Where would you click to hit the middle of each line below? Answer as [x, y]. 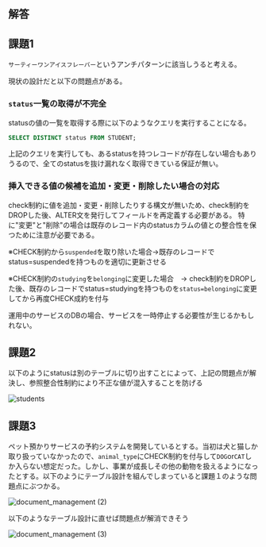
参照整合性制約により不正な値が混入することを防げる [116, 383]
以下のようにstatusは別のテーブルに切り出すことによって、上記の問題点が [129, 373]
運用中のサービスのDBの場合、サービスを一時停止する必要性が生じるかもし [131, 315]
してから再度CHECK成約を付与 [59, 298]
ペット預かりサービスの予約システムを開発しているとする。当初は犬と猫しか [133, 446]
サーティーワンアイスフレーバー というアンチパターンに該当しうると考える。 [125, 64]
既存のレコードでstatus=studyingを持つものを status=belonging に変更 [143, 288]
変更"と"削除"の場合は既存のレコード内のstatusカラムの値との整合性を [134, 225]
